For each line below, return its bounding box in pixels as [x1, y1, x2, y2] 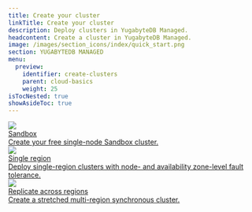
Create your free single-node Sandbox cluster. [8, 137, 159, 147]
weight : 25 [22, 84, 58, 93]
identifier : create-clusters [22, 70, 118, 78]
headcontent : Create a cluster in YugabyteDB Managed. [8, 33, 192, 42]
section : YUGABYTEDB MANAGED [8, 48, 104, 56]
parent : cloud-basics [22, 77, 93, 85]
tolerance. [8, 170, 41, 180]
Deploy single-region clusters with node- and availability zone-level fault [8, 162, 244, 172]
